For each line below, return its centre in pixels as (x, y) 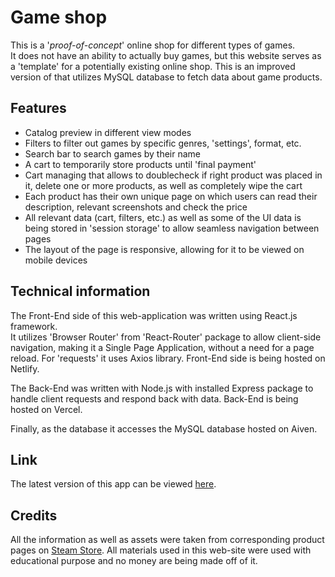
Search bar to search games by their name (113, 153)
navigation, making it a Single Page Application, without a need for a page (162, 347)
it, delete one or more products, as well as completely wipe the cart (163, 185)
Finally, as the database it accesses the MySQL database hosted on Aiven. (164, 428)
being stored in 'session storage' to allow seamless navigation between (172, 228)
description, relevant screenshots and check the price (136, 207)
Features (38, 108)
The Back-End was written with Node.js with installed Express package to (162, 388)
